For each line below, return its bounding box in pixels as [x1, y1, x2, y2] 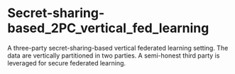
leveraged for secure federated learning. [7, 58, 126, 67]
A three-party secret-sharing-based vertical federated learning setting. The [7, 43, 229, 52]
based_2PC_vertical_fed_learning [7, 20, 209, 36]
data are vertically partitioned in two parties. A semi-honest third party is [7, 51, 220, 60]
